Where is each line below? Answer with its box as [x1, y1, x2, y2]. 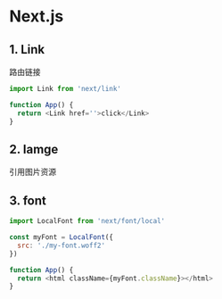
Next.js [9, 6, 64, 27]
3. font [9, 193, 47, 208]
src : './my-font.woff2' [17, 241, 105, 250]
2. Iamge [9, 141, 59, 157]
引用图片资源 [9, 167, 56, 178]
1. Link [9, 42, 45, 57]
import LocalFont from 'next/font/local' [9, 217, 166, 226]
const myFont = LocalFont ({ [9, 233, 114, 242]
